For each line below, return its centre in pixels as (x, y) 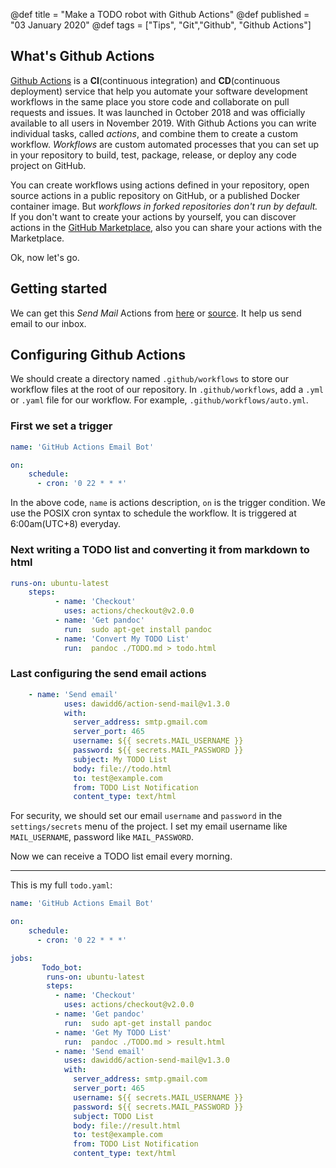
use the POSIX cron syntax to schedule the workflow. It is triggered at (153, 513)
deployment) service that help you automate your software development (159, 91)
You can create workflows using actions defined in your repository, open (160, 185)
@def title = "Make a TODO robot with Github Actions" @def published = (160, 14)
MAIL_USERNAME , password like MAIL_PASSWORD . (102, 837)
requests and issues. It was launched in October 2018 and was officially (158, 112)
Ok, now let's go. (45, 257)
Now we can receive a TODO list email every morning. (121, 856)
